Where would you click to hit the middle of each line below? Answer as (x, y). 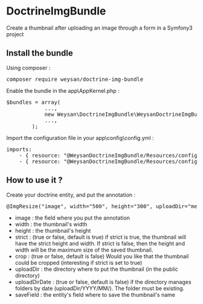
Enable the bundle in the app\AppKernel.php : (63, 90)
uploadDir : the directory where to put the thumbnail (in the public (96, 269)
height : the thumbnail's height (53, 230)
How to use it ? (34, 180)
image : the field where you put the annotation (72, 218)
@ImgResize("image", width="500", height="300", (79, 206)
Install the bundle (40, 53)
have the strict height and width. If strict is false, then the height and (100, 243)
